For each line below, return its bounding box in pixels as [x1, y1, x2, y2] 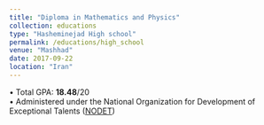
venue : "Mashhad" [9, 46, 74, 55]
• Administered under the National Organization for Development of [9, 96, 256, 106]
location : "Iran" [9, 63, 74, 72]
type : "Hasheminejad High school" [9, 29, 137, 38]
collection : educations [9, 21, 97, 30]
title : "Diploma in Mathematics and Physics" [9, 12, 180, 22]
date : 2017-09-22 [9, 54, 74, 63]
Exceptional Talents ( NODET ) [9, 105, 115, 116]
